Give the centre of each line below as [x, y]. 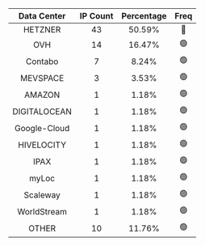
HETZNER [42, 30]
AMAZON [42, 95]
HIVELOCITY [42, 145]
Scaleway [42, 195]
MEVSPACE [42, 78]
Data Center [42, 16]
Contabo [42, 61]
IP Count [96, 16]
